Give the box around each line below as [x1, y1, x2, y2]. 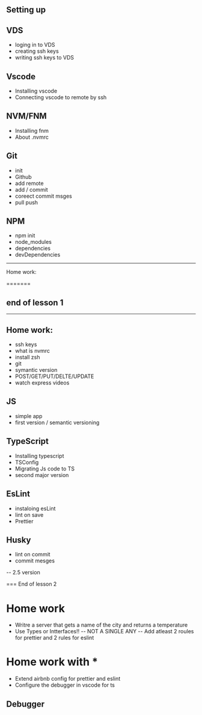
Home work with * [6, 655, 98, 669]
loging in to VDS [14, 41, 55, 49]
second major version [14, 471, 69, 478]
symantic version [14, 367, 58, 374]
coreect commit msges [14, 192, 72, 199]
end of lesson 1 [6, 297, 64, 308]
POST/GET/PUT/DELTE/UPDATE [14, 373, 94, 380]
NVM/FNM [6, 111, 47, 121]
